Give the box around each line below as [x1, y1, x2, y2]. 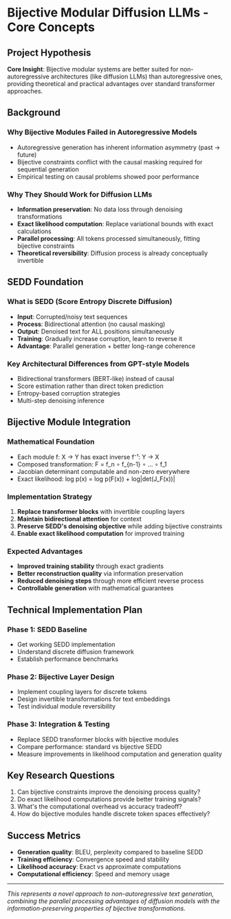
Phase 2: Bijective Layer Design [7, 672, 115, 682]
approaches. [7, 87, 43, 95]
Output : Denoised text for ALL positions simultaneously [16, 327, 175, 335]
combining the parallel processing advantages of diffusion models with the [7, 897, 220, 905]
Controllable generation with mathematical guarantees [16, 584, 174, 592]
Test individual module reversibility [16, 702, 115, 711]
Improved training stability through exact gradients [16, 562, 164, 570]
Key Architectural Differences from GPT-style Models [7, 359, 190, 369]
